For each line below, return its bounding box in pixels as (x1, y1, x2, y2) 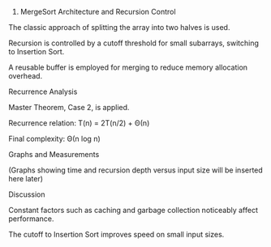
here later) (8, 174, 43, 183)
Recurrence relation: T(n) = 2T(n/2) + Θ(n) (8, 118, 150, 128)
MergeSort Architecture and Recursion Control (19, 7, 176, 16)
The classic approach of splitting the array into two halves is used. (8, 23, 230, 32)
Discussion (8, 190, 45, 199)
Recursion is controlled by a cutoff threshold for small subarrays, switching (8, 38, 260, 48)
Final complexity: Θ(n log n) (8, 134, 101, 143)
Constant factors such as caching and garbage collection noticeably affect (8, 206, 258, 215)
